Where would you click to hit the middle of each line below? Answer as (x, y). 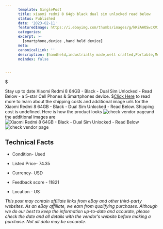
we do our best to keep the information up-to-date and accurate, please (77, 211)
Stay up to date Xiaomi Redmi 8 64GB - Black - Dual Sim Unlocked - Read (79, 91)
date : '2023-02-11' (37, 23)
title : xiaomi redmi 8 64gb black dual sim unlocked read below (84, 14)
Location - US (26, 191)
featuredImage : (33, 28)
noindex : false (33, 59)
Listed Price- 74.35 (31, 163)
